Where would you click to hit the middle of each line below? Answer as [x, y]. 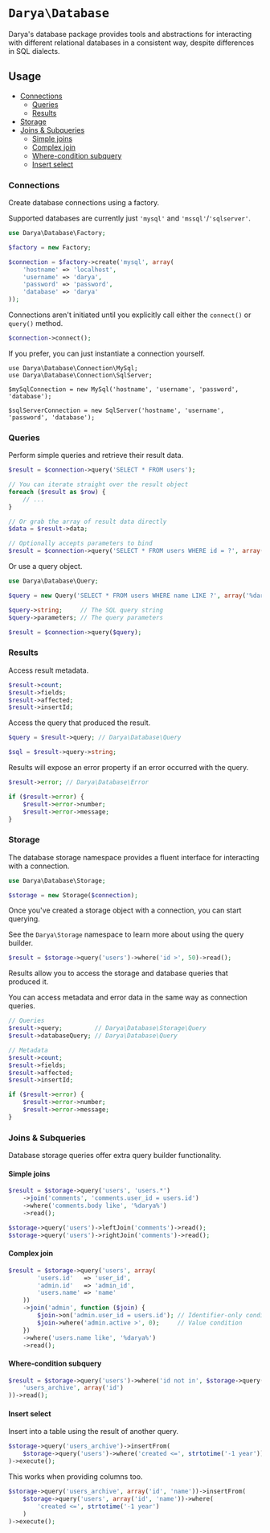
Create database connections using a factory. [84, 203]
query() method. [36, 323]
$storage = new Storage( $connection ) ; [73, 895]
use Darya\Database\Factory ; [57, 233]
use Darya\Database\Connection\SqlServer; [80, 375]
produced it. [29, 982]
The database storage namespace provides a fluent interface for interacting [134, 857]
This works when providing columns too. [76, 1477]
